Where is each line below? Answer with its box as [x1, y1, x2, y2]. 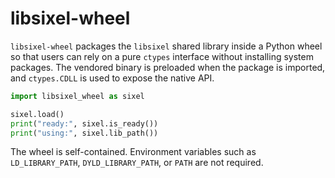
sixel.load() [10, 109, 65, 119]
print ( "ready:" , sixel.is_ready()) [10, 118, 159, 129]
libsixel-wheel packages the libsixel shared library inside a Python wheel [10, 40, 323, 52]
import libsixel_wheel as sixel [10, 91, 145, 101]
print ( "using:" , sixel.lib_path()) [10, 128, 159, 138]
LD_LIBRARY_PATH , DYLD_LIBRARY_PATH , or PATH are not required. [10, 157, 264, 169]
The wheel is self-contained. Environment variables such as [10, 146, 257, 158]
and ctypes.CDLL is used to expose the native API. [10, 72, 215, 84]
